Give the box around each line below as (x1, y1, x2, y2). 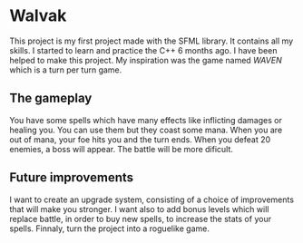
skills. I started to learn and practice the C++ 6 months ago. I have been (9, 44, 278, 55)
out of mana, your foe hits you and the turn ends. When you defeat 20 (9, 133, 271, 145)
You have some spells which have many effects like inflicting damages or (9, 114, 283, 125)
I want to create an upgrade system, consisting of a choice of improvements (9, 194, 295, 205)
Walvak (9, 5, 67, 26)
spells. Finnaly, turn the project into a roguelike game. (9, 223, 210, 234)
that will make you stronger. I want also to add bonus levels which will (9, 203, 269, 214)
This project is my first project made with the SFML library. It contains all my (9, 35, 294, 46)
